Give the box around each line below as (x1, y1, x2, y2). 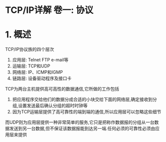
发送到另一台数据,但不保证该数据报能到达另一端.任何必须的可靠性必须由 (9, 126, 156, 132)
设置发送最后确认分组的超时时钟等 (18, 102, 88, 109)
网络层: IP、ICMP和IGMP (12, 69, 63, 75)
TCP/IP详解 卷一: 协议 (5, 4, 94, 16)
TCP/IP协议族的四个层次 (5, 47, 55, 52)
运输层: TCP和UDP (12, 63, 51, 69)
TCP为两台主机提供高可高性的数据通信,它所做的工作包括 (5, 86, 119, 92)
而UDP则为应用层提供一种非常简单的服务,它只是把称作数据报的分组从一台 (5, 119, 155, 125)
